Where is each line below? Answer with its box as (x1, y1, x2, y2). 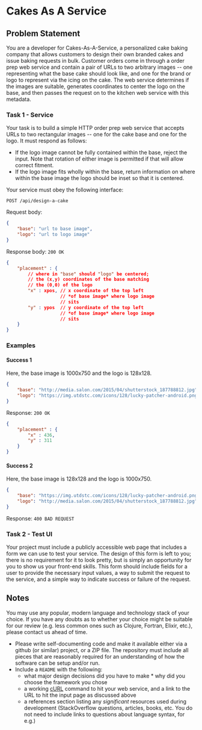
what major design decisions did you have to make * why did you (23, 672, 185, 679)
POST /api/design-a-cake (6, 198, 69, 204)
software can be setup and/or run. (14, 659, 100, 667)
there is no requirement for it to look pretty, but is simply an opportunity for (6, 557, 192, 564)
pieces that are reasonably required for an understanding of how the (14, 653, 185, 660)
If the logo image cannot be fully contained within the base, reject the (14, 149, 188, 156)
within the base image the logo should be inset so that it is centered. (14, 174, 185, 182)
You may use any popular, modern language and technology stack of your (6, 609, 189, 616)
